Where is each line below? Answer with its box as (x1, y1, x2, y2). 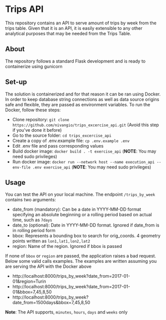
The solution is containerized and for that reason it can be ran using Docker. (5, 91, 161, 97)
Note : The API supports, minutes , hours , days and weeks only (5, 309, 128, 315)
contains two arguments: (5, 197, 56, 203)
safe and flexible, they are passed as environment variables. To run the (5, 101, 151, 107)
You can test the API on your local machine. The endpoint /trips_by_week (5, 191, 156, 197)
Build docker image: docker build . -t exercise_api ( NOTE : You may (12, 148, 157, 154)
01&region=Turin (12, 278, 46, 284)
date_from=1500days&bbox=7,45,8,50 (12, 300, 90, 306)
